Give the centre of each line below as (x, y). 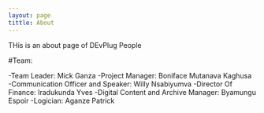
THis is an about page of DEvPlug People (75, 45)
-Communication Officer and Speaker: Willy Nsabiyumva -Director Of (120, 84)
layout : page (30, 15)
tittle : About (32, 23)
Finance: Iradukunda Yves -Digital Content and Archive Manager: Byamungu (132, 92)
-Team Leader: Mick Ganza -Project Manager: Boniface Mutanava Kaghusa (130, 75)
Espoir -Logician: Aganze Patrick (61, 100)
